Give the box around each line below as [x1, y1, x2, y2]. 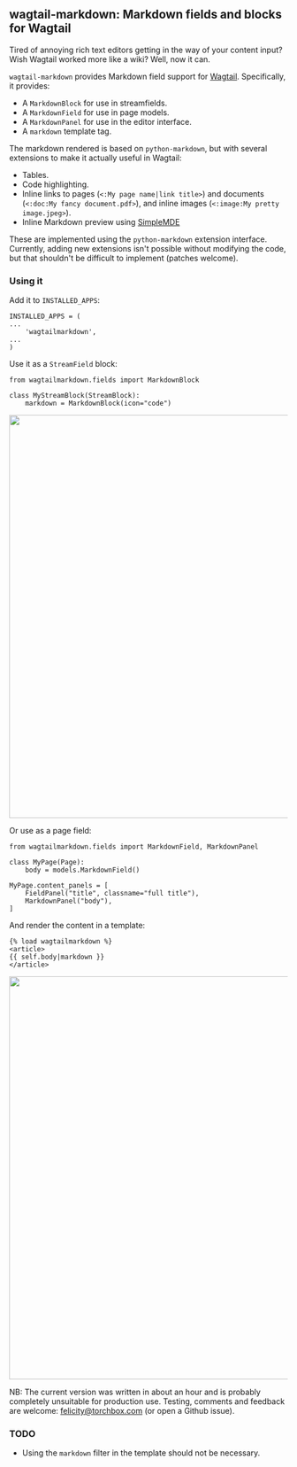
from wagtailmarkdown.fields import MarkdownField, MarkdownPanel [9, 842, 259, 851]
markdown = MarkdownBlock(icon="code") [25, 399, 172, 408]
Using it [9, 275, 43, 287]
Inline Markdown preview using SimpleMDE [21, 216, 180, 227]
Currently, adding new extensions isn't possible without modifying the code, [9, 243, 286, 253]
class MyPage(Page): [9, 858, 86, 867]
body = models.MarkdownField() [25, 865, 141, 875]
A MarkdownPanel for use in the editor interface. [21, 116, 193, 127]
